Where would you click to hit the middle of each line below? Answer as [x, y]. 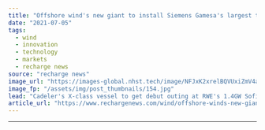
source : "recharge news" [49, 74]
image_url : [26, 81]
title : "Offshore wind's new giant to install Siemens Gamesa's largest [130, 15]
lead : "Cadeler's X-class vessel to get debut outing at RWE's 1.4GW [125, 96]
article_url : [30, 103]
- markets [31, 60]
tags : [17, 30]
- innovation [37, 45]
